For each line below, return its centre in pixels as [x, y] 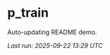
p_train [28, 13]
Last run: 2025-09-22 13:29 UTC [55, 45]
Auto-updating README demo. [52, 32]
